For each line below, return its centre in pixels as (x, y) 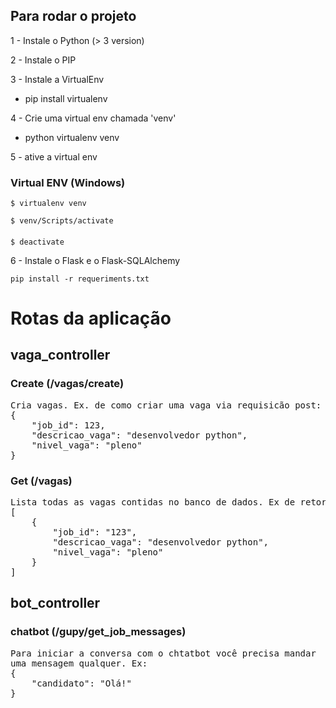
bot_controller (55, 603)
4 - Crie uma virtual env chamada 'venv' (93, 118)
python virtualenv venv (72, 137)
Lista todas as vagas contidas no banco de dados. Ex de (153, 502)
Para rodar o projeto (73, 16)
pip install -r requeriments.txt (80, 279)
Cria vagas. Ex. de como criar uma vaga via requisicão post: (166, 405)
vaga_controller (60, 355)
